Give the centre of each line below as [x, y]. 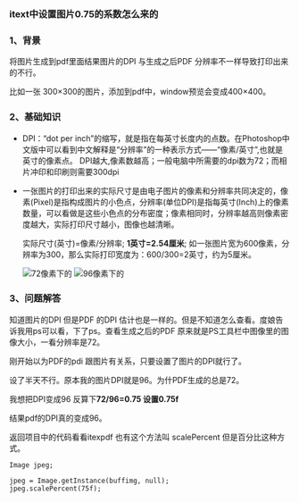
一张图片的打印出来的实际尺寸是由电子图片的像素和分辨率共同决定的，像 [155, 190]
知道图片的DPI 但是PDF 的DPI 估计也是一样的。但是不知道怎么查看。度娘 [142, 320]
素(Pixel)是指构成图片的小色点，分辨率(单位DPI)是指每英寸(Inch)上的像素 [155, 202]
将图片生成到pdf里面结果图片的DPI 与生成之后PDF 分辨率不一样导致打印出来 [149, 62]
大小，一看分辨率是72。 [61, 342]
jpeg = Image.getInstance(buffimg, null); [89, 481]
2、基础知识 [35, 117]
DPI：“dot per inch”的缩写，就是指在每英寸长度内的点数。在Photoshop [152, 138]
